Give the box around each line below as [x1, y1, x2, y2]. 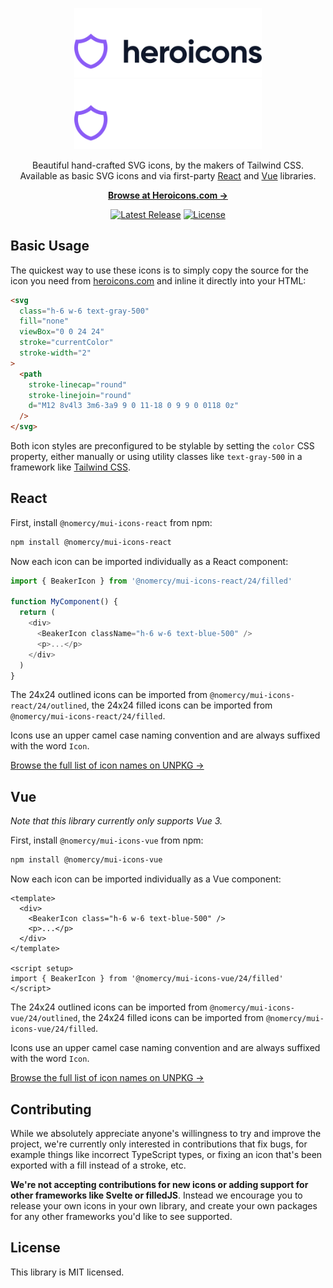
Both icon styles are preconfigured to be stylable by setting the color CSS [10, 440, 315, 452]
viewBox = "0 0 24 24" [19, 327, 105, 337]
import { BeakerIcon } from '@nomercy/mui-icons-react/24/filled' [10, 576, 293, 586]
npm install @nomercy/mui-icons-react [10, 537, 172, 547]
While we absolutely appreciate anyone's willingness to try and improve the [10, 1127, 322, 1139]
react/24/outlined [10, 701, 87, 712]
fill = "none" [19, 316, 70, 327]
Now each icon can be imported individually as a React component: [10, 555, 289, 567]
